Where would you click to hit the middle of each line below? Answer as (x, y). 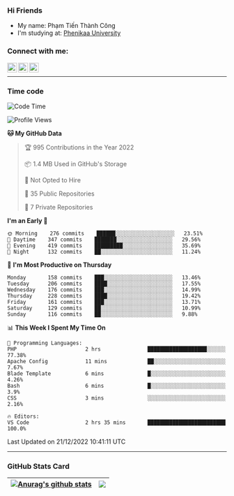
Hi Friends (25, 10)
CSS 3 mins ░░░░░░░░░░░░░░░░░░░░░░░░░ (117, 398)
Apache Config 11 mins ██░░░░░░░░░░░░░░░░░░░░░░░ (117, 361)
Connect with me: (38, 51)
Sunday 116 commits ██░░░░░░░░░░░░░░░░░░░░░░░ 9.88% (102, 314)
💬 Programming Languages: (45, 343)
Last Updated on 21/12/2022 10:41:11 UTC (67, 442)
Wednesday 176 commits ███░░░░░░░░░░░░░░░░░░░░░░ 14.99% (104, 290)
